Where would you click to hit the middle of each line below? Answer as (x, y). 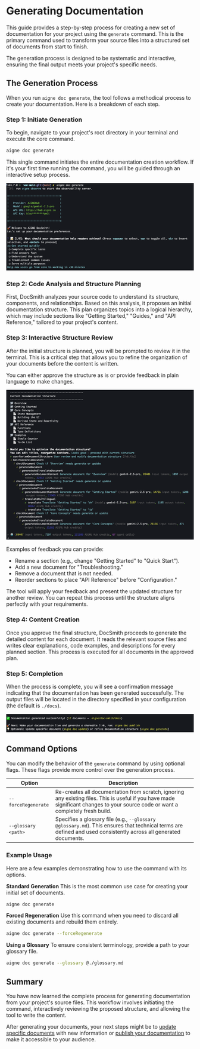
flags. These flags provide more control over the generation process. (91, 769)
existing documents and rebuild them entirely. (62, 922)
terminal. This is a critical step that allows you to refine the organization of (97, 357)
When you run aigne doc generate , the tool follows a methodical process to (99, 97)
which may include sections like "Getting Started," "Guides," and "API (91, 316)
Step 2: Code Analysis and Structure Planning (74, 284)
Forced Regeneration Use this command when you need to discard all (92, 916)
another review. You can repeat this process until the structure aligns (90, 598)
